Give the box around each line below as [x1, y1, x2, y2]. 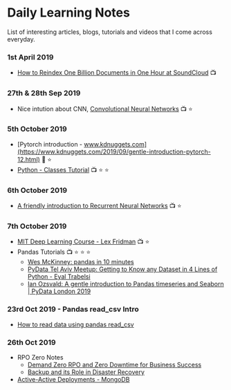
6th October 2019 [7, 185, 68, 195]
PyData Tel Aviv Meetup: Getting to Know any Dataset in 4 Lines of [27, 265, 218, 274]
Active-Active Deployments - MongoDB [17, 375, 130, 384]
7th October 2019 [7, 221, 67, 231]
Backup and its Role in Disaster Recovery [27, 368, 145, 376]
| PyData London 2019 [27, 287, 91, 295]
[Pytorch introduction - [17, 140, 83, 148]
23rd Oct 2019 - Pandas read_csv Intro [7, 304, 140, 314]
